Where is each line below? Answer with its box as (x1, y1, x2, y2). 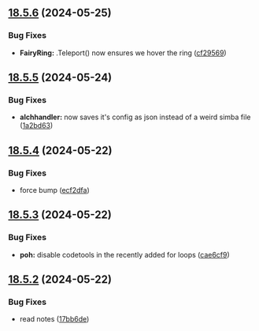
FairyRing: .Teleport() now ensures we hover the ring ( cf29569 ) (19, 47, 227, 58)
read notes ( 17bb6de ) (19, 314, 90, 324)
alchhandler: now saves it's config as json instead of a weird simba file (19, 112, 251, 122)
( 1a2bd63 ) (19, 121, 54, 130)
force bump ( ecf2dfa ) (19, 186, 91, 195)
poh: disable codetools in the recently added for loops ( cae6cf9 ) (19, 250, 230, 259)
